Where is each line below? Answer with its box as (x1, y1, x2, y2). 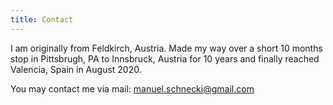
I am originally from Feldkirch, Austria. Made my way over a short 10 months (10, 42, 323, 54)
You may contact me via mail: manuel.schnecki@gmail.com (10, 82, 255, 95)
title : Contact (10, 14, 74, 25)
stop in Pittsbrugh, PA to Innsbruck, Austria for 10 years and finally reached (10, 52, 320, 65)
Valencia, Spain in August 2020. (10, 63, 142, 75)
